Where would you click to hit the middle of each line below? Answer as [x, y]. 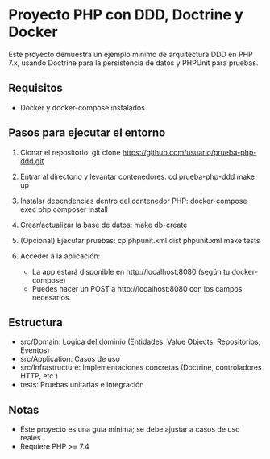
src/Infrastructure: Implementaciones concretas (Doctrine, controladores [141, 367]
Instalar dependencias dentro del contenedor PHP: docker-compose [133, 201]
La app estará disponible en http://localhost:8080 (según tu [131, 271]
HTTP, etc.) [39, 376]
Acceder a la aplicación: [60, 256]
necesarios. [52, 297]
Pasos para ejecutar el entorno [87, 133]
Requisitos [35, 88]
